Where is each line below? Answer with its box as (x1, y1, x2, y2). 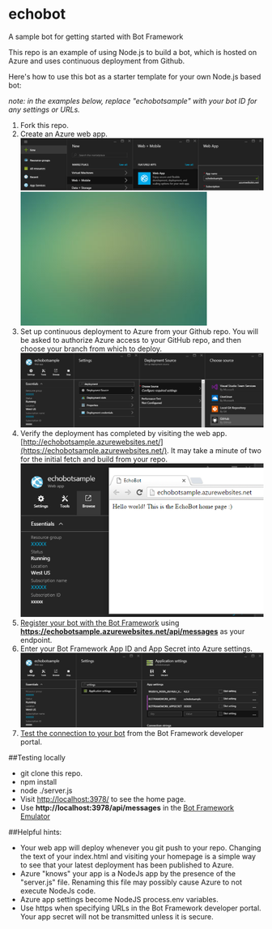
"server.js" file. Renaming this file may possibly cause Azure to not (19, 877, 243, 888)
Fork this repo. (19, 120, 69, 130)
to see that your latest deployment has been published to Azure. (19, 860, 235, 870)
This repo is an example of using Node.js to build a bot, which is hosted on (8, 47, 257, 57)
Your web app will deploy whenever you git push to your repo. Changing (19, 843, 261, 853)
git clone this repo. (19, 768, 83, 778)
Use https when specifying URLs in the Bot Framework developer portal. (19, 903, 261, 913)
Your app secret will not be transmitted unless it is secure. (19, 912, 214, 922)
